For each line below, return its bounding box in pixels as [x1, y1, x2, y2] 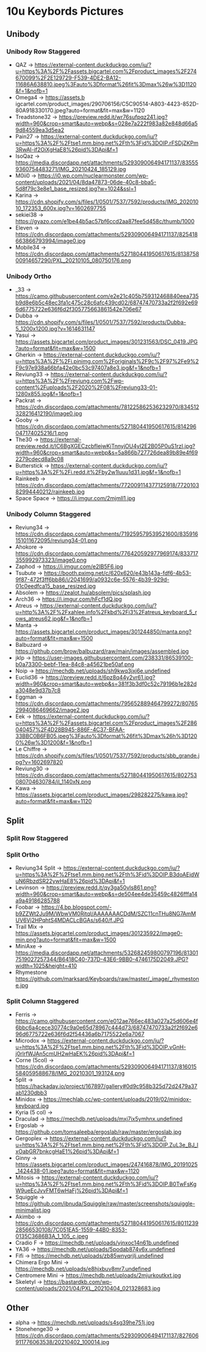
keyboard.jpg [15, 1102, 49, 1110]
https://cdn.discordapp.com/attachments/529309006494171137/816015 [15, 1063, 197, 1070]
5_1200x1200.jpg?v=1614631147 [15, 325, 96, 333]
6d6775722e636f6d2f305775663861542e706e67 [15, 306, 142, 313]
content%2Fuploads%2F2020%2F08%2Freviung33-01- [15, 384, 158, 391]
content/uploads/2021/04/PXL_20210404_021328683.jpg [15, 1284, 161, 1292]
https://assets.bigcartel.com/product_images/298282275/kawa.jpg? [15, 791, 188, 798]
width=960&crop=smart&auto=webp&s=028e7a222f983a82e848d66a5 [15, 120, 198, 127]
